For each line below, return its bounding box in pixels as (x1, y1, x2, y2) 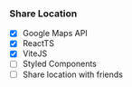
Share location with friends (22, 69, 124, 80)
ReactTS (22, 38, 54, 49)
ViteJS (22, 48, 48, 59)
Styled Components (22, 58, 98, 70)
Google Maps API (22, 28, 88, 39)
